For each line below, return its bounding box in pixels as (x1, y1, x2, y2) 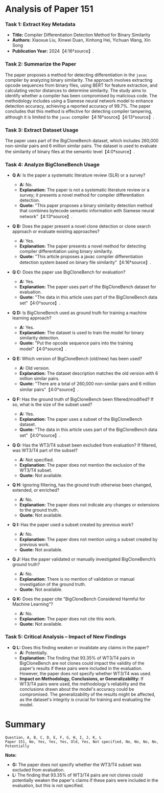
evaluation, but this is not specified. (12, 782, 84, 788)
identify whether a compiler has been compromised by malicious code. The (5, 92, 158, 98)
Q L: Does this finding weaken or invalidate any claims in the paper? (12, 644, 149, 650)
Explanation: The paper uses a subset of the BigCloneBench (19, 416, 142, 422)
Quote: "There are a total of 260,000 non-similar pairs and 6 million (19, 381, 156, 387)
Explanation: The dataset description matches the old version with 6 (19, 370, 158, 376)
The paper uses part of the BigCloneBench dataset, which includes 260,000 (5, 138, 159, 144)
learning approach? (12, 315, 52, 321)
